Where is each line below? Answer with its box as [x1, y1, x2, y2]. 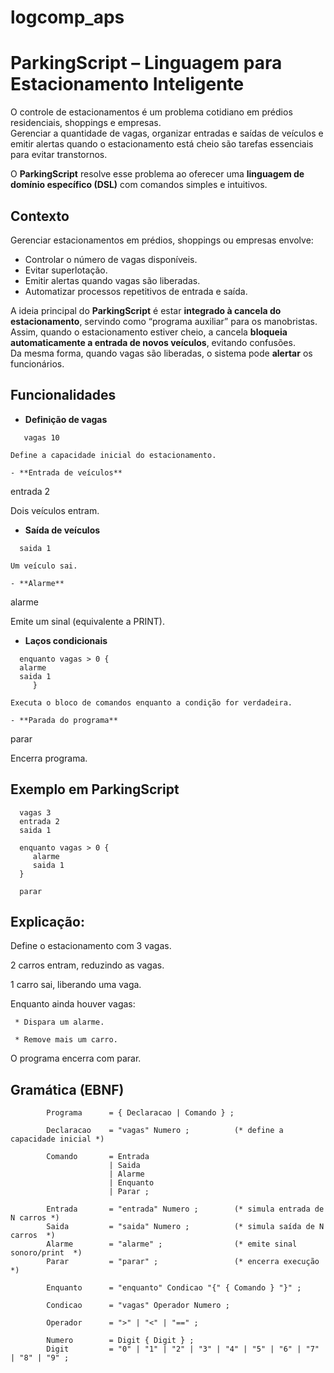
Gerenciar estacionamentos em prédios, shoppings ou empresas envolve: [10, 234, 314, 246]
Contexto [10, 207, 70, 225]
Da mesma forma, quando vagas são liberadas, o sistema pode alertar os [10, 347, 313, 359]
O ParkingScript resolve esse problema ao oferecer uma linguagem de [10, 168, 305, 180]
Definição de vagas [24, 413, 108, 425]
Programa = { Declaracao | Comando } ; [46, 1108, 235, 1118]
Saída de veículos [24, 524, 101, 536]
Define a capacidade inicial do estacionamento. [10, 450, 217, 460]
